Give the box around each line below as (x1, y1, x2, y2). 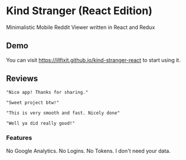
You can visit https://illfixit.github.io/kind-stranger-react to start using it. (6, 56, 181, 63)
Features (6, 134, 32, 142)
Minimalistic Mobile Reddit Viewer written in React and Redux (6, 24, 155, 31)
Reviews (6, 74, 38, 84)
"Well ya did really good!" (6, 120, 76, 126)
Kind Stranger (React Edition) (6, 4, 152, 18)
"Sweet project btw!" (6, 99, 60, 106)
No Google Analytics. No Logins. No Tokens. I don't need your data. (6, 147, 171, 154)
